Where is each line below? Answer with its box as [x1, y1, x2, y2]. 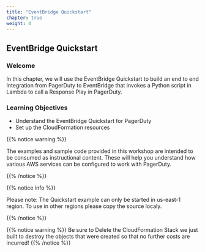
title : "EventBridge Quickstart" [6, 9, 92, 15]
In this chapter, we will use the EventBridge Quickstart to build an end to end [6, 75, 199, 83]
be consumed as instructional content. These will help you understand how [6, 154, 196, 161]
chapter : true [6, 15, 43, 21]
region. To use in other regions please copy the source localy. [6, 202, 162, 210]
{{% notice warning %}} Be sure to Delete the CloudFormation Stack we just [6, 226, 198, 234]
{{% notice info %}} [6, 184, 56, 191]
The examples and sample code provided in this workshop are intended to [6, 147, 194, 155]
